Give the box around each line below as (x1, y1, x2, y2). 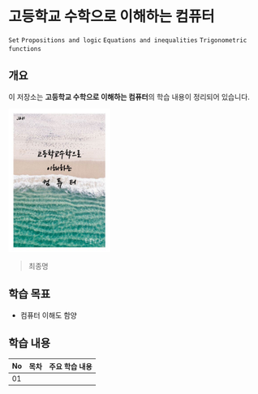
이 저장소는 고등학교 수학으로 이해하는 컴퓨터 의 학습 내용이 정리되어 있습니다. (8, 92, 250, 101)
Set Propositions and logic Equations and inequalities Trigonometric (8, 36, 247, 45)
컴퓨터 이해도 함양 (19, 310, 77, 320)
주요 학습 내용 (49, 362, 92, 371)
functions (8, 45, 42, 53)
